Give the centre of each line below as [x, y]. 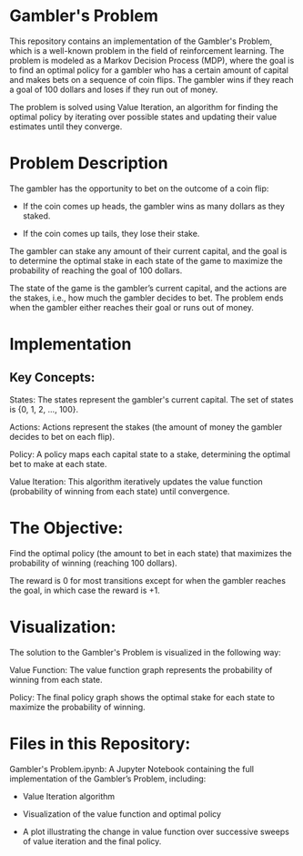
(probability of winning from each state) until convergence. [120, 491]
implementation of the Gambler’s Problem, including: [108, 779]
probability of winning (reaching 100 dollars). [93, 563]
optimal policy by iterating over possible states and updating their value [143, 117]
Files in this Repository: [100, 744]
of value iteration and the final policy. [92, 841]
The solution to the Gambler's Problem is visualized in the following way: [146, 652]
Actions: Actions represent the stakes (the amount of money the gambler [146, 427]
